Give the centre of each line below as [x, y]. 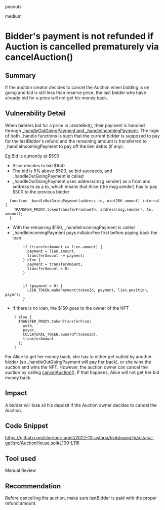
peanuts [14, 7]
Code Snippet [27, 426]
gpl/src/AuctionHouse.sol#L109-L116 [42, 443]
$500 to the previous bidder [41, 191]
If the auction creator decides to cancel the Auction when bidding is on [77, 87]
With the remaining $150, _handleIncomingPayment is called [73, 227]
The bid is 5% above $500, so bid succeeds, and [62, 171]
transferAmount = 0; [48, 269]
